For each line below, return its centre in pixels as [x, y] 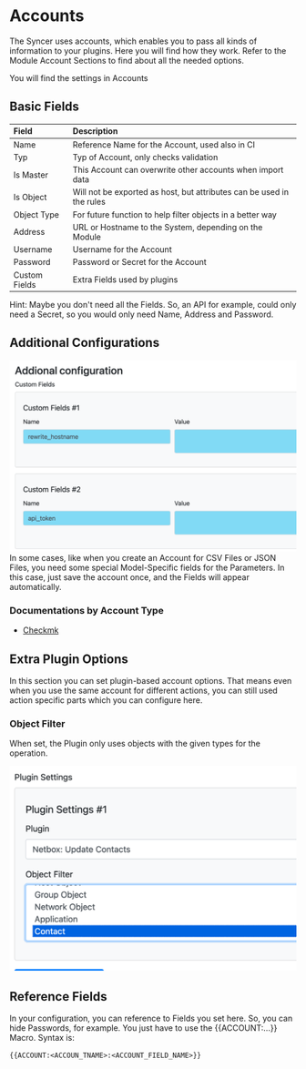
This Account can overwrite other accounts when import [178, 170]
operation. [29, 753]
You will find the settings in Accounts [79, 77]
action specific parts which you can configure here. [106, 700]
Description [95, 131]
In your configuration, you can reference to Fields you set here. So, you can [151, 1018]
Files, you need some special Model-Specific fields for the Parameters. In [147, 567]
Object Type [36, 214]
